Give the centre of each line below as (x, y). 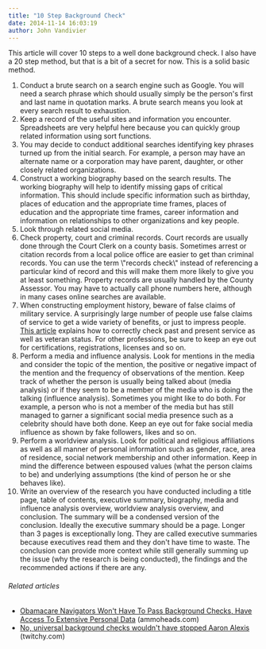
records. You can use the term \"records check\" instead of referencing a (139, 263)
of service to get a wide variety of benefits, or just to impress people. (133, 323)
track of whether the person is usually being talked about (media (125, 381)
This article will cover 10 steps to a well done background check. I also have (132, 53)
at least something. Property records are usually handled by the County (137, 280)
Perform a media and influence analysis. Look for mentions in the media (137, 356)
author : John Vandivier (48, 30)
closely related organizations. (68, 170)
